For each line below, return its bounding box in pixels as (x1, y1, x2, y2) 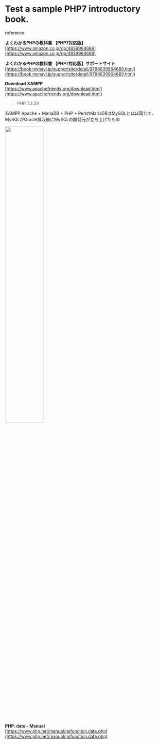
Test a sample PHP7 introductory (5, 3, 141, 15)
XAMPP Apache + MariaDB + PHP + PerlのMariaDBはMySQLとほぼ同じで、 (5, 110, 157, 116)
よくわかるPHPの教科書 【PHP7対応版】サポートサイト (5, 60, 116, 66)
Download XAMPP (5, 80, 43, 86)
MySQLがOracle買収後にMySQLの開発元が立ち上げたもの (5, 116, 120, 122)
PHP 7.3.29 (17, 100, 39, 106)
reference (5, 30, 25, 35)
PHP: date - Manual (5, 723, 45, 729)
